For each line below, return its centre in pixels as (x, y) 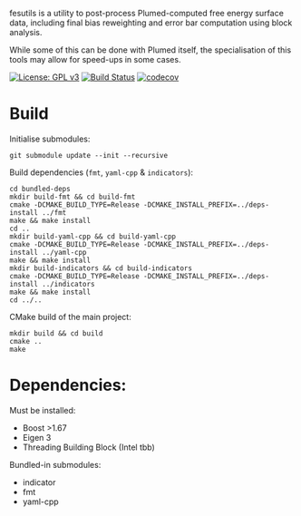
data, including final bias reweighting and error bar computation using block (151, 23)
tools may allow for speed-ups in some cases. (95, 59)
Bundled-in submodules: (55, 464)
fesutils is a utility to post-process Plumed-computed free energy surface (146, 13)
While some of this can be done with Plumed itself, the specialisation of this (150, 50)
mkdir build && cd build (56, 333)
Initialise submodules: (50, 139)
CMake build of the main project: (70, 316)
